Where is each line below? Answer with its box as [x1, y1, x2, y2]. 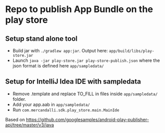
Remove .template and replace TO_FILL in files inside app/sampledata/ [12, 91, 158, 97]
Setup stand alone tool [5, 34, 78, 43]
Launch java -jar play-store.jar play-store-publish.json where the [12, 57, 160, 63]
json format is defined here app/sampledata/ [12, 63, 104, 69]
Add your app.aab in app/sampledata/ [12, 101, 90, 107]
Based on [5, 116, 25, 122]
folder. [12, 96, 26, 102]
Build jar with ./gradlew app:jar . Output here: [12, 48, 108, 53]
